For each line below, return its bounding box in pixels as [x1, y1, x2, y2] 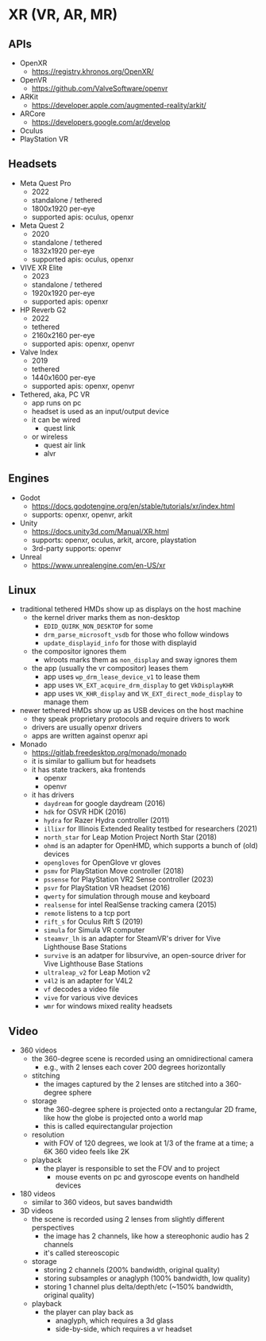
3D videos [19, 1206, 54, 1215]
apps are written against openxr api [31, 731, 148, 741]
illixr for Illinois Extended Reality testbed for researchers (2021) [43, 824, 258, 834]
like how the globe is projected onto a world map [43, 1113, 203, 1122]
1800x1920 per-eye [31, 203, 95, 213]
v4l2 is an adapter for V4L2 [43, 976, 133, 986]
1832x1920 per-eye [31, 246, 95, 255]
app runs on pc [31, 397, 82, 407]
